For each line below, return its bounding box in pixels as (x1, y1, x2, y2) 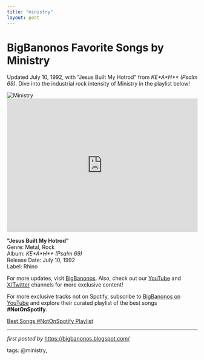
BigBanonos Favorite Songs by (7, 41, 164, 55)
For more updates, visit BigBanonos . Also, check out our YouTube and (7, 274, 181, 282)
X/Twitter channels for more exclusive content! (7, 281, 123, 288)
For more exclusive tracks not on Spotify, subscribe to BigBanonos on (7, 293, 181, 301)
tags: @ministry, (7, 347, 48, 354)
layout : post (7, 15, 40, 21)
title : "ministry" (7, 8, 53, 15)
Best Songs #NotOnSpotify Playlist (7, 318, 93, 325)
